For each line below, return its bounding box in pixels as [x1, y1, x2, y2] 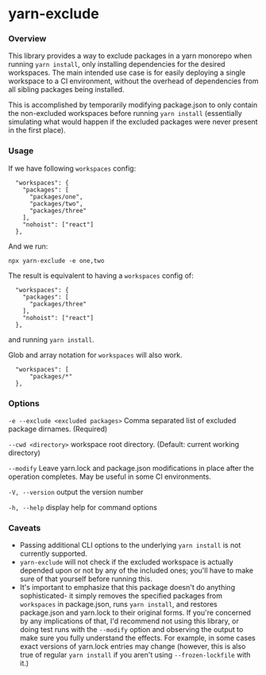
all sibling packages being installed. [8, 85, 125, 94]
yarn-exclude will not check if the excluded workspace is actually [19, 557, 233, 567]
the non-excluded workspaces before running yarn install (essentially [8, 109, 242, 118]
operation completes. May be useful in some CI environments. [8, 472, 212, 481]
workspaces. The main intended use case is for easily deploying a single [8, 68, 246, 78]
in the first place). [8, 125, 66, 135]
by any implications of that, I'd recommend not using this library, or [19, 616, 240, 626]
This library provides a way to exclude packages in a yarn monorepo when [8, 51, 253, 60]
